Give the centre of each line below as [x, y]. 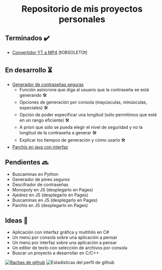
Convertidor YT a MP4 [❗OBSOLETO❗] [50, 52]
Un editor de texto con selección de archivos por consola [70, 248]
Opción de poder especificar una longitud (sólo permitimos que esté [88, 114]
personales [82, 19]
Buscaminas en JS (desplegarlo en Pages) [55, 200]
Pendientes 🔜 [27, 162]
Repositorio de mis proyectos [82, 9]
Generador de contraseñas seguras [48, 84]
